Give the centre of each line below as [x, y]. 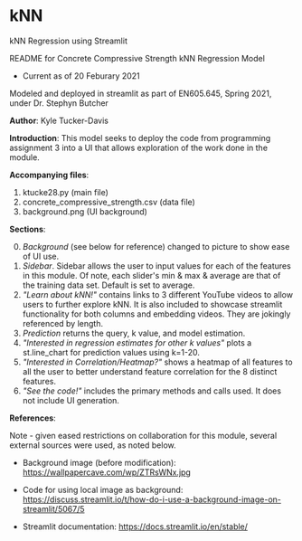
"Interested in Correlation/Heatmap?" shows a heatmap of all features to [157, 362]
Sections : [28, 229]
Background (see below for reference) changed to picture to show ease [156, 246]
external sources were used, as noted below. [93, 445]
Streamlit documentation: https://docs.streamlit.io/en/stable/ [135, 527]
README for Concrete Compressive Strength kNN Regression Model [137, 58]
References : [33, 418]
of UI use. [41, 256]
